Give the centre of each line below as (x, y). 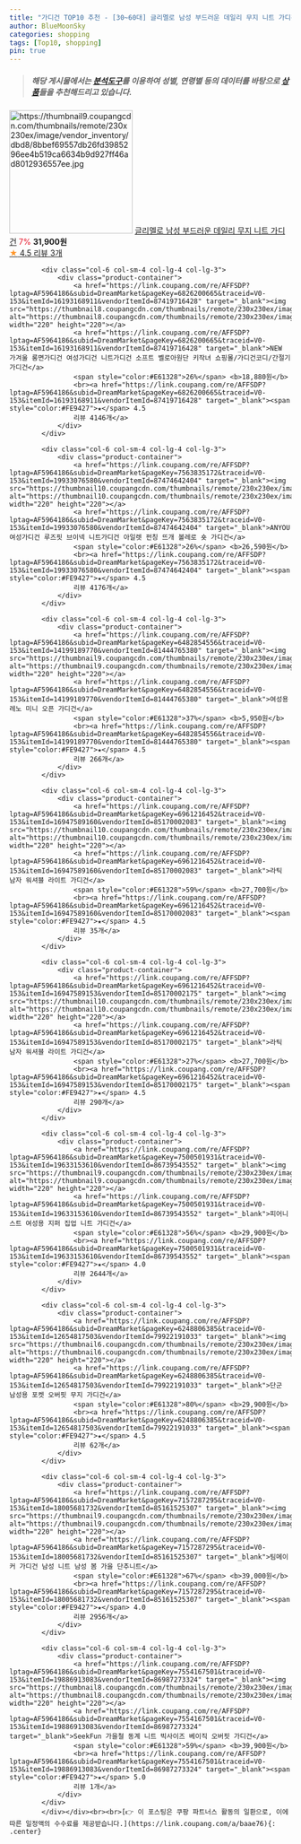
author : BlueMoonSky (48, 26)
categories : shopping (50, 34)
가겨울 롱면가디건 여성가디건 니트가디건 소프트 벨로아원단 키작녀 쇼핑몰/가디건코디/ (141, 358)
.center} (26, 1832)
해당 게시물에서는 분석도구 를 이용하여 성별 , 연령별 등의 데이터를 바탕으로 (155, 81)
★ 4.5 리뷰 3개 (36, 253)
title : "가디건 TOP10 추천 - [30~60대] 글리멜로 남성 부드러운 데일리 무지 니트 (142, 17)
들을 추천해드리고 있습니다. (86, 91)
